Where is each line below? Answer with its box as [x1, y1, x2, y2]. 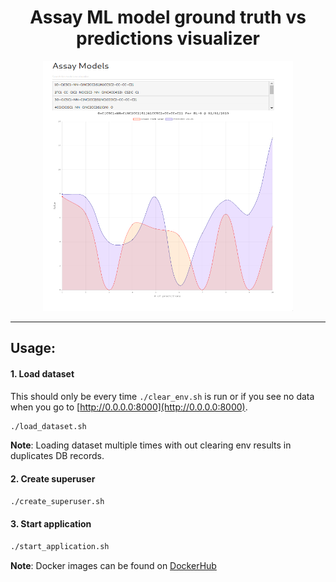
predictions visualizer [76, 27, 260, 50]
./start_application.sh [10, 541, 110, 551]
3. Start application [10, 518, 92, 530]
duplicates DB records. [10, 450, 105, 462]
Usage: [10, 340, 57, 357]
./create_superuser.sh [10, 496, 105, 506]
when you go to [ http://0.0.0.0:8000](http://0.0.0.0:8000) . [10, 401, 248, 413]
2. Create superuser [10, 473, 96, 485]
